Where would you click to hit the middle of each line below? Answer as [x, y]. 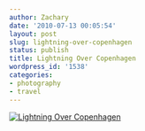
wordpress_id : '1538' [49, 67]
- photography [35, 83]
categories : [31, 75]
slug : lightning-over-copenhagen [71, 42]
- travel [25, 91]
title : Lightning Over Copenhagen [73, 58]
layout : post [33, 34]
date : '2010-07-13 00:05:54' [63, 26]
